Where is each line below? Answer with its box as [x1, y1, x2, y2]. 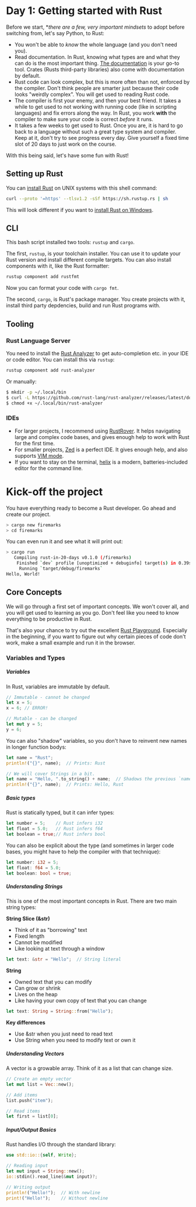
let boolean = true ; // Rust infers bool [6, 831, 106, 837]
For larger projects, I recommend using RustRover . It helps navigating [14, 427, 181, 434]
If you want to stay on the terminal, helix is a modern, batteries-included [14, 458, 188, 465]
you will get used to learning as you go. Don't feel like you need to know [6, 609, 179, 616]
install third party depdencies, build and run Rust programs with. [6, 302, 160, 309]
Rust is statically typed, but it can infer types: [6, 809, 115, 816]
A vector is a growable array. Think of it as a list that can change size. [6, 1065, 173, 1072]
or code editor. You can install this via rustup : [6, 356, 115, 363]
